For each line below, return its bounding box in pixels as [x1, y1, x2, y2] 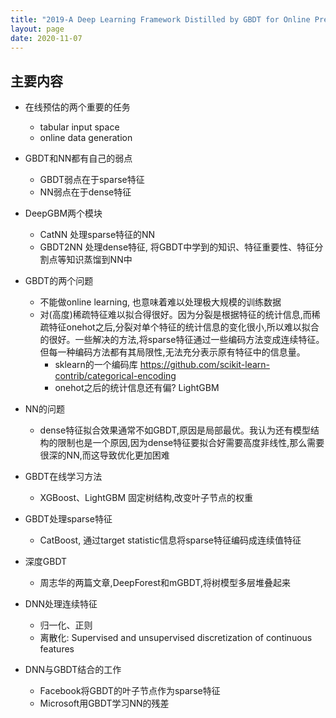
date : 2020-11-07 [10, 33, 83, 43]
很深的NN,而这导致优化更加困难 [39, 449, 170, 461]
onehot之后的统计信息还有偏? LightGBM [54, 382, 220, 394]
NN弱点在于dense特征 [39, 186, 132, 198]
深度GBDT [24, 556, 68, 568]
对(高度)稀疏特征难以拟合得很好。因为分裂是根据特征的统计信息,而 [39, 309, 312, 321]
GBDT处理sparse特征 [24, 513, 113, 525]
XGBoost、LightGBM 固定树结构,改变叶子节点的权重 [39, 492, 254, 504]
